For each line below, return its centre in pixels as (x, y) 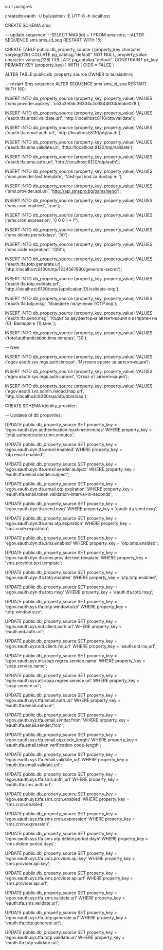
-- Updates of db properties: (34, 415)
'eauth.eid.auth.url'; (25, 632)
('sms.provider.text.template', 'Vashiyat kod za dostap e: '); (64, 176)
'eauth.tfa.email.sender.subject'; (37, 474)
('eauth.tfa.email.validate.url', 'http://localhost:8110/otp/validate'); (70, 118)
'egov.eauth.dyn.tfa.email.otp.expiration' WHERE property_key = (69, 489)
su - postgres (18, 7)
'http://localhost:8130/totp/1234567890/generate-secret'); (64, 269)
